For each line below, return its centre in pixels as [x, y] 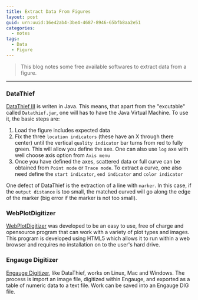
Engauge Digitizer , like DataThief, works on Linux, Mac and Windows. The [95, 273]
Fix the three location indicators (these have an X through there [94, 136]
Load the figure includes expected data [62, 131]
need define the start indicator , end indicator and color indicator [99, 174]
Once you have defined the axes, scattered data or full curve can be [97, 162]
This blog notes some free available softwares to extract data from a [103, 66]
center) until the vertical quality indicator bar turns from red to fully [99, 143]
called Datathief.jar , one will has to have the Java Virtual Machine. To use [97, 113]
